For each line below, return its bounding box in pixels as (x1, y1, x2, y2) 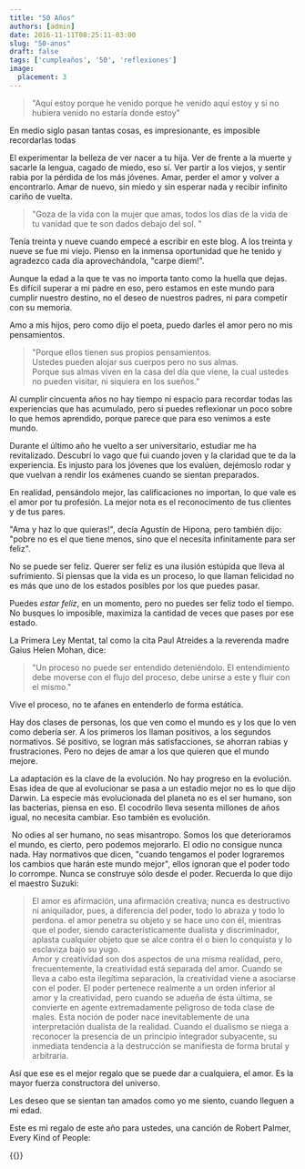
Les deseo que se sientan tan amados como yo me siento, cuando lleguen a (9, 1094, 295, 1106)
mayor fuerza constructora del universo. (9, 1077, 161, 1088)
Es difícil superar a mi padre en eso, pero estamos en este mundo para (9, 282, 275, 293)
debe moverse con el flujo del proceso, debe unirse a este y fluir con (31, 671, 290, 683)
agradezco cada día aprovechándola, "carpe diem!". (9, 255, 205, 266)
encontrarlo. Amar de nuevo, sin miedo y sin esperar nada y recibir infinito (9, 181, 289, 192)
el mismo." (31, 681, 72, 692)
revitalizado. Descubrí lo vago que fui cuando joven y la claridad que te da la (9, 450, 297, 461)
